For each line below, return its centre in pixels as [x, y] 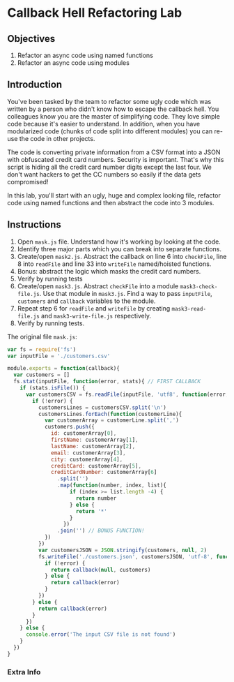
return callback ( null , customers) [101, 570]
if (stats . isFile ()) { [53, 388]
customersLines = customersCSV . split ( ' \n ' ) [102, 407]
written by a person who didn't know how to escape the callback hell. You [113, 109]
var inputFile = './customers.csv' [59, 356]
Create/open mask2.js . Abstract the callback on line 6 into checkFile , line [122, 256]
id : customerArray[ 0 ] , [84, 433]
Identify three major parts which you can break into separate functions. [119, 249]
